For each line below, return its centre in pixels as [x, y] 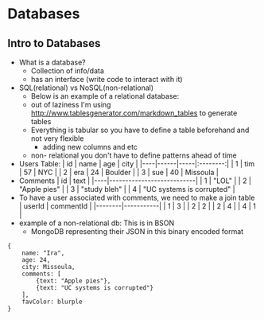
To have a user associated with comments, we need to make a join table [137, 197]
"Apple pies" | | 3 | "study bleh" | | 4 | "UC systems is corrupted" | [127, 189]
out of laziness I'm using [71, 105]
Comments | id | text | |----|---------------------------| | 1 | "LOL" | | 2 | [135, 181]
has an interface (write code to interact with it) [107, 79]
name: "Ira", [43, 253]
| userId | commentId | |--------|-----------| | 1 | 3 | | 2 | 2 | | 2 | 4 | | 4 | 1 [137, 206]
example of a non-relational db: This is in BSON [97, 223]
